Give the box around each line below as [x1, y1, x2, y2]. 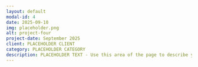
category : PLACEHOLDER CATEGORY [6, 47, 85, 52]
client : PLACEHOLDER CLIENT [6, 41, 75, 47]
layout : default [6, 8, 46, 15]
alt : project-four [6, 30, 51, 36]
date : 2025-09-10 [6, 19, 49, 25]
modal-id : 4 [6, 14, 35, 20]
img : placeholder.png [6, 24, 60, 31]
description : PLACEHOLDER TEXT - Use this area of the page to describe [6, 52, 189, 58]
